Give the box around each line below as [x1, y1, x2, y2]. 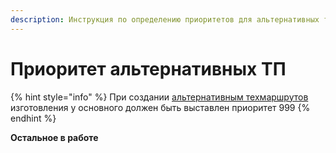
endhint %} [10, 112, 57, 124]
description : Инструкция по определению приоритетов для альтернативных [10, 14, 320, 25]
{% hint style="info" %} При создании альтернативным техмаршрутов [10, 91, 309, 103]
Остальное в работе [10, 131, 99, 143]
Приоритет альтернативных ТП [10, 57, 287, 80]
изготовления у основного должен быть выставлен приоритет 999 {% [10, 101, 311, 113]
